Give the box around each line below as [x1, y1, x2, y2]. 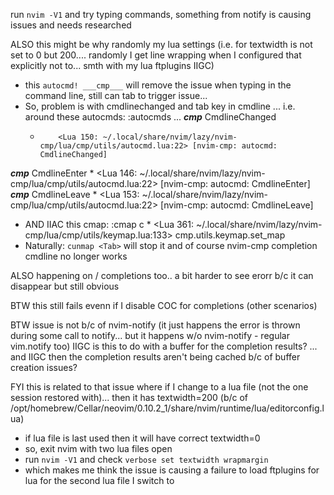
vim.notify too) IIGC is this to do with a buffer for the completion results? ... [10, 340, 318, 352]
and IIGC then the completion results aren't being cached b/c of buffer [10, 351, 301, 363]
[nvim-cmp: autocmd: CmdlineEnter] [160, 178, 311, 189]
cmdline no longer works [24, 250, 128, 262]
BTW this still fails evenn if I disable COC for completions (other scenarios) [10, 300, 318, 311]
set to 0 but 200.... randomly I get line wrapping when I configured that [10, 49, 302, 61]
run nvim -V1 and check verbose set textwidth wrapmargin [24, 454, 269, 465]
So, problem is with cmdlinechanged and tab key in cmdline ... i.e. [24, 100, 296, 112]
